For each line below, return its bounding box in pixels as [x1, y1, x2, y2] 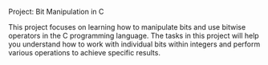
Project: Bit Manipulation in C [8, 7, 104, 16]
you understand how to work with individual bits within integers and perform [8, 39, 261, 49]
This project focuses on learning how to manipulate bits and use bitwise [8, 22, 246, 31]
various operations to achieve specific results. [8, 48, 160, 57]
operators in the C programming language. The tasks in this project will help [8, 31, 259, 40]
